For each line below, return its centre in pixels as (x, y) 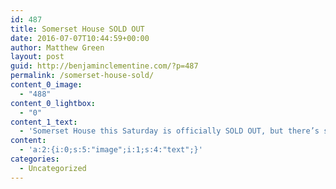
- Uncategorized (53, 168)
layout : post (37, 57)
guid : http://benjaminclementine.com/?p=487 (104, 66)
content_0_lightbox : (53, 103)
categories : (35, 159)
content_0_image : (46, 85)
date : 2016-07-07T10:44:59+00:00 (80, 38)
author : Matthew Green (57, 47)
